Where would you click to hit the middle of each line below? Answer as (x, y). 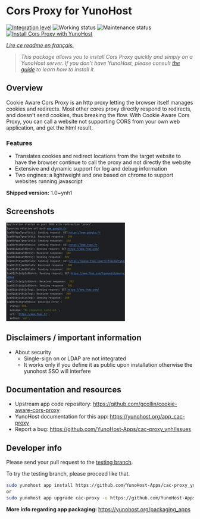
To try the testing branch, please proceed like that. (68, 474)
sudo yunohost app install (40, 486)
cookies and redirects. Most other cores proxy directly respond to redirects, (99, 109)
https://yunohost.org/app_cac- (148, 417)
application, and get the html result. (50, 128)
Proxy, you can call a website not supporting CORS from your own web (93, 121)
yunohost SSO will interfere (57, 371)
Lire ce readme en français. (40, 45)
